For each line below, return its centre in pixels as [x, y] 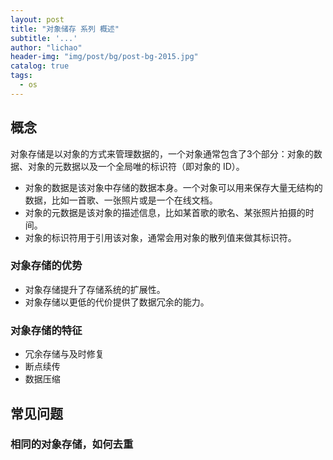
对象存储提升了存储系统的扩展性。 [95, 289]
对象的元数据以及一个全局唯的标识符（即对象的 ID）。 [136, 166]
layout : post [37, 19]
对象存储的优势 [46, 266]
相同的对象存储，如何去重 [72, 444]
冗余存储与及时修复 [64, 354]
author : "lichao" [46, 47]
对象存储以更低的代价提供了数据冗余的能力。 [117, 302]
